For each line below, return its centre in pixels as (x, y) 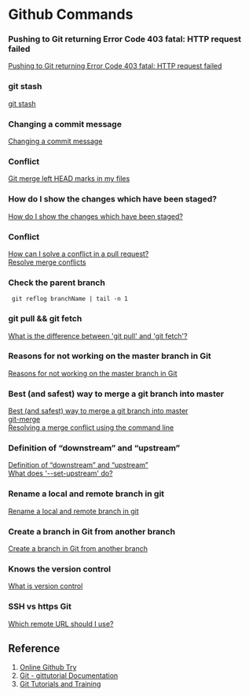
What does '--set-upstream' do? (60, 473)
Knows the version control (60, 568)
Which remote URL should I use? (61, 624)
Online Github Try (48, 668)
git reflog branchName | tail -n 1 (70, 299)
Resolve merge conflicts (47, 262)
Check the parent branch (57, 283)
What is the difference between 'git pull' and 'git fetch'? (98, 335)
